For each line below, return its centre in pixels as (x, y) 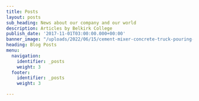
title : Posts (22, 12)
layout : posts (24, 17)
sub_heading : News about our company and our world (71, 23)
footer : (21, 72)
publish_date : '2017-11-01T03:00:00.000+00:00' (66, 34)
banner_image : (24, 39)
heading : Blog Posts (32, 45)
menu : (13, 50)
